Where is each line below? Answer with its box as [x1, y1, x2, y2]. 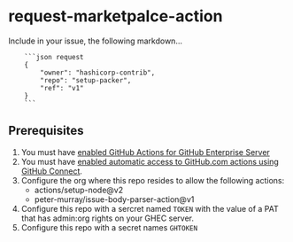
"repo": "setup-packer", [40, 75, 132, 85]
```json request [24, 52, 85, 61]
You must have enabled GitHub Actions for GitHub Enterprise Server [20, 146, 271, 157]
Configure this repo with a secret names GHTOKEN [20, 222, 198, 232]
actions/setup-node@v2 [34, 184, 124, 195]
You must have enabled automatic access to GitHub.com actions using [20, 156, 280, 167]
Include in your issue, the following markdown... [8, 35, 183, 46]
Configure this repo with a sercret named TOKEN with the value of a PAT [20, 203, 280, 214]
